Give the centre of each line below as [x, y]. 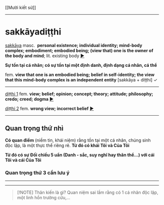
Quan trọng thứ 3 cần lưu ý [37, 172]
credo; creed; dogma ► [29, 99]
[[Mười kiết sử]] [20, 8]
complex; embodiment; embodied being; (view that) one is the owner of [79, 50]
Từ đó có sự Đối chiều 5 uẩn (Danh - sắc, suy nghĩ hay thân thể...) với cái [80, 155]
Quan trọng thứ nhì [34, 129]
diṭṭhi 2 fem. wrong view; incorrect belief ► [50, 108]
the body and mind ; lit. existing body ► [45, 56]
